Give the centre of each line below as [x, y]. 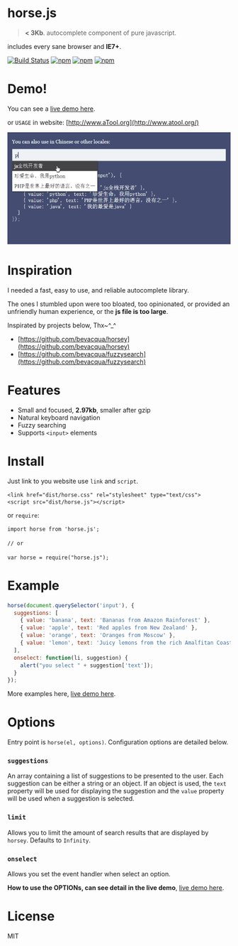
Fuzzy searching [42, 425]
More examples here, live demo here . [62, 694]
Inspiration [40, 271]
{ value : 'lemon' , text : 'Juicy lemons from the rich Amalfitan [117, 643]
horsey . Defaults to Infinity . [49, 840]
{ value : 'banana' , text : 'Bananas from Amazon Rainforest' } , [115, 620]
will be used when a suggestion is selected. [71, 799]
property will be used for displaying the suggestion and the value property [116, 791]
